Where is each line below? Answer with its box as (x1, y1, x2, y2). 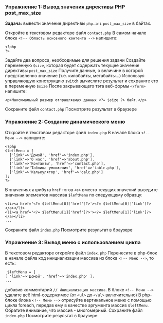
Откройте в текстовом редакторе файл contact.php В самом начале (5, 30, 146, 36)
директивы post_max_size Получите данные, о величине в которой (5, 68, 143, 73)
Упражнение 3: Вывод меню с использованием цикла (5, 239, 141, 246)
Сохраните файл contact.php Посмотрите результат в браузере (5, 106, 137, 112)
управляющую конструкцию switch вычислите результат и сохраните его (5, 78, 159, 84)
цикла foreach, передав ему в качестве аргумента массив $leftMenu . (5, 302, 149, 308)
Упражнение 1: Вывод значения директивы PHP (5, 3, 125, 10)
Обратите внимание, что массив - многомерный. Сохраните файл (5, 307, 143, 313)
